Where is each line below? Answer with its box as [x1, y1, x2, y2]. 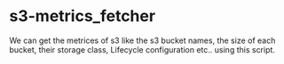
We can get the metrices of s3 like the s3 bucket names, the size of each [9, 35, 276, 46]
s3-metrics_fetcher [9, 6, 156, 26]
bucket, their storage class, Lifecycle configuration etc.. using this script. [9, 44, 275, 54]
